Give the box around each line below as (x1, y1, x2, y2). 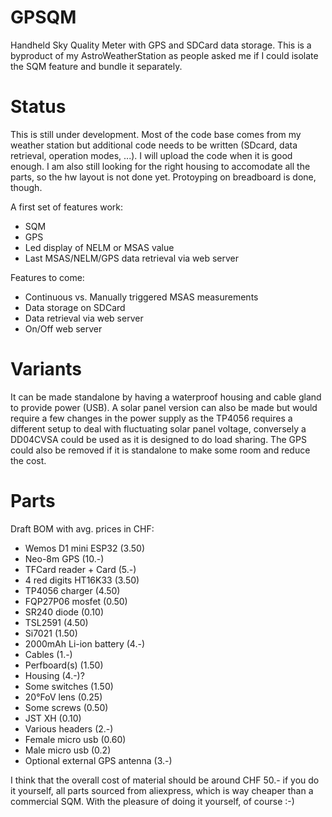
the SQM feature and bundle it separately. (10, 60, 183, 72)
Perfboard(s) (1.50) (24, 659, 104, 671)
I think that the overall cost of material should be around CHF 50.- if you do (10, 774, 320, 786)
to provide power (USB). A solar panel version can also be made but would (10, 401, 318, 413)
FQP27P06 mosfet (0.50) (24, 595, 128, 607)
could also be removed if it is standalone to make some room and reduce (10, 444, 311, 456)
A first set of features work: (10, 201, 124, 213)
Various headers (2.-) (24, 722, 114, 735)
